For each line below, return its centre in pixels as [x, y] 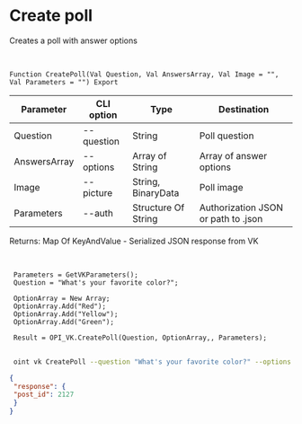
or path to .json [231, 218]
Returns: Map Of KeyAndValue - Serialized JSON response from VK [134, 241]
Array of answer [233, 155]
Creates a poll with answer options [73, 40]
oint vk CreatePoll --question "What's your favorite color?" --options [152, 362]
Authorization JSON [241, 208]
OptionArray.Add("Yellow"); [66, 314]
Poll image [221, 187]
